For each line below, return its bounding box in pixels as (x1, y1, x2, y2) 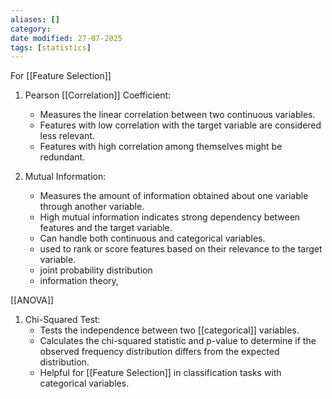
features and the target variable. (39, 222, 173, 234)
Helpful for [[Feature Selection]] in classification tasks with (39, 367, 282, 379)
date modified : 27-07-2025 (10, 33, 123, 43)
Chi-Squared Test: (24, 314, 101, 326)
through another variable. (39, 201, 145, 213)
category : (10, 24, 52, 34)
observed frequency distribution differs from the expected (39, 346, 280, 358)
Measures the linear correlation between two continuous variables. (39, 109, 316, 121)
